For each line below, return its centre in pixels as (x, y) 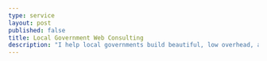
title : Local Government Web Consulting (76, 38)
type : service (32, 15)
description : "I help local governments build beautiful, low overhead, (131, 45)
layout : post (30, 23)
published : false (37, 30)
